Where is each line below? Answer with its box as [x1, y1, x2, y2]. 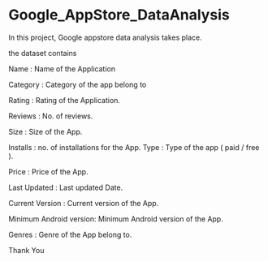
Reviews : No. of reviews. [8, 111, 93, 121]
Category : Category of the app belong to [8, 79, 147, 89]
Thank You [8, 245, 45, 255]
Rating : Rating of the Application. [8, 95, 120, 105]
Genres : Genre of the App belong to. [8, 230, 132, 239]
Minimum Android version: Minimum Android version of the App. [8, 213, 223, 224]
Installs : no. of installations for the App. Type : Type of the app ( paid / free [8, 142, 260, 152]
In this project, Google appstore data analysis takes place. [8, 32, 203, 42]
